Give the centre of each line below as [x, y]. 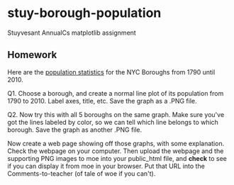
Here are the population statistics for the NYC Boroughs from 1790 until [111, 72]
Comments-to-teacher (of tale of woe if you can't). [82, 173]
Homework [32, 55]
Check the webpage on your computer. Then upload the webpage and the [116, 151]
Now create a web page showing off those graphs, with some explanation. [116, 143]
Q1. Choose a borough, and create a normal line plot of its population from [116, 93]
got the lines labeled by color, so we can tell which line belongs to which [113, 122]
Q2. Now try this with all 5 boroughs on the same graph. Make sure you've [116, 114]
